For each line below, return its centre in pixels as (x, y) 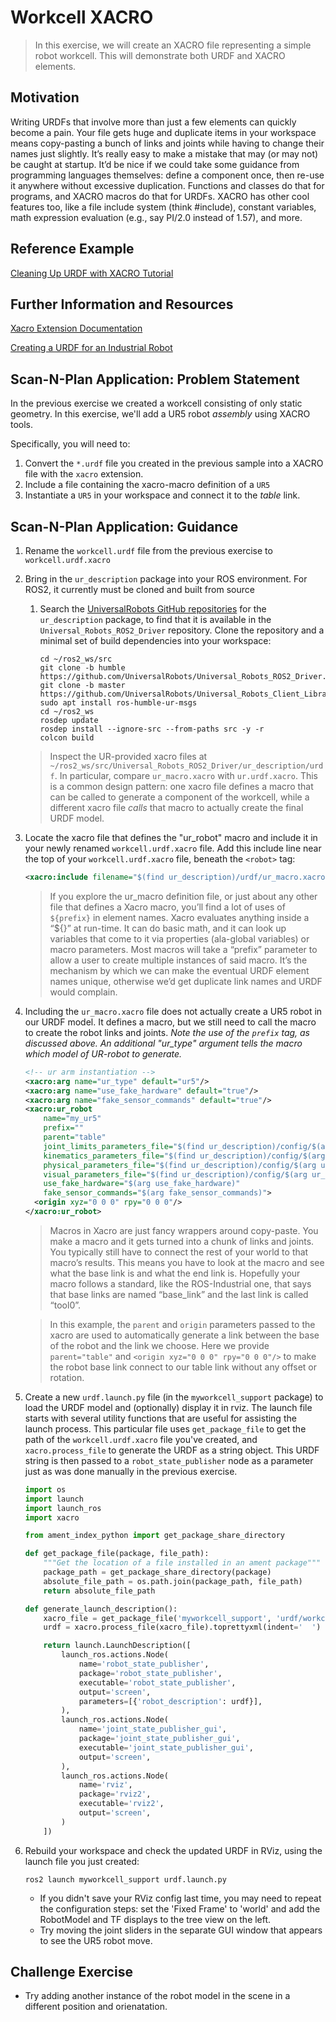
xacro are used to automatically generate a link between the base (184, 1335)
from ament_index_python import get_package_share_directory (155, 1536)
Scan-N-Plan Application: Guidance (124, 526)
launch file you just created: (82, 1861)
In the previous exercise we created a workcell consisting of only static (156, 403)
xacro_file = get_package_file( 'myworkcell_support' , (157, 1618)
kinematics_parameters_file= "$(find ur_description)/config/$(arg (184, 1156)
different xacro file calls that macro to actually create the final (176, 807)
